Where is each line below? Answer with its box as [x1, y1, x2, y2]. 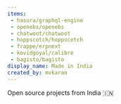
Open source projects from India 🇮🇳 [7, 89, 114, 97]
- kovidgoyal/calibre [10, 50, 74, 57]
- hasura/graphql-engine [10, 17, 83, 24]
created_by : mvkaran [7, 69, 68, 76]
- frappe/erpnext [10, 43, 61, 50]
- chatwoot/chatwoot [10, 30, 71, 37]
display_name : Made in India [7, 63, 93, 70]
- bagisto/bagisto [10, 56, 65, 63]
